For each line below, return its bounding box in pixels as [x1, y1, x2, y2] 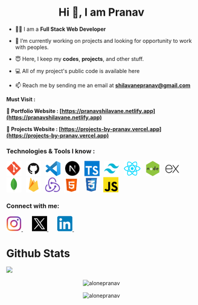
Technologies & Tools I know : [6, 147, 95, 155]
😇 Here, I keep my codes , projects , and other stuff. [14, 55, 144, 62]
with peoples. [14, 43, 49, 51]
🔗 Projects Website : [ [6, 125, 62, 132]
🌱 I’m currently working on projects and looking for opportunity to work [14, 37, 192, 44]
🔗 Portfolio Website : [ [6, 107, 62, 114]
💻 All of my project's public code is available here [14, 67, 140, 74]
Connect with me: [6, 202, 60, 210]
